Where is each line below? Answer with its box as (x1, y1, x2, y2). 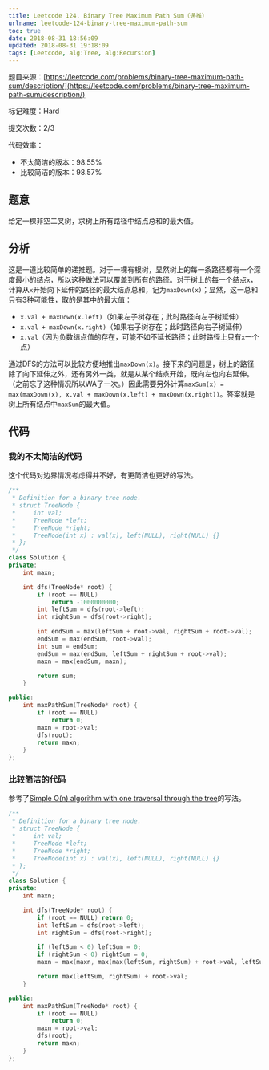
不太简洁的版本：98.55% (19, 157, 102, 167)
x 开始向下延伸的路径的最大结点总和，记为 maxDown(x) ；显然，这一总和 (29, 284, 259, 294)
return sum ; (37, 672, 78, 680)
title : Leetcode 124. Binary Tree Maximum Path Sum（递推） (8, 11, 208, 20)
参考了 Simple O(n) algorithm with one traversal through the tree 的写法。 (8, 794, 246, 804)
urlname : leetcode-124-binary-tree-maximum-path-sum (8, 19, 188, 27)
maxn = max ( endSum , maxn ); (37, 657, 127, 665)
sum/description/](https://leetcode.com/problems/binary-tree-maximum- (8, 81, 250, 91)
